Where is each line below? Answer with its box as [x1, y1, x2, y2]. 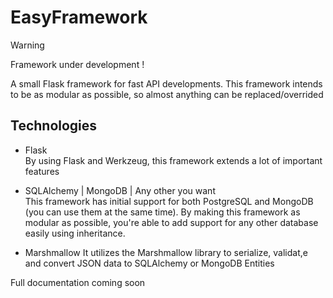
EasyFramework [10, 6, 148, 29]
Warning [10, 39, 45, 51]
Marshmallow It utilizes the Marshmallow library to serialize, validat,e [24, 246, 308, 258]
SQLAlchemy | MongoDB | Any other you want [24, 184, 216, 196]
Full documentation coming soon [10, 276, 146, 288]
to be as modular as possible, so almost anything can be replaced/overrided [10, 88, 324, 100]
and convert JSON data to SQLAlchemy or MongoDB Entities [24, 257, 275, 269]
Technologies [10, 117, 98, 135]
